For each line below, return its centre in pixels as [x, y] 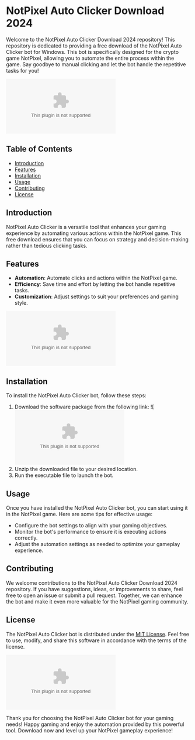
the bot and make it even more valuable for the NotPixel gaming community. [97, 601]
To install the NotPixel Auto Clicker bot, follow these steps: [76, 395]
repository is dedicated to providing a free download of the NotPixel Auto [94, 46]
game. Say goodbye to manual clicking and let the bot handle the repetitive [96, 64]
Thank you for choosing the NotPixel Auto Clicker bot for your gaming [90, 718]
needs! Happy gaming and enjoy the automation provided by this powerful [95, 724]
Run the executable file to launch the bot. [64, 475]
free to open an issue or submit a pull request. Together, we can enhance [94, 595]
